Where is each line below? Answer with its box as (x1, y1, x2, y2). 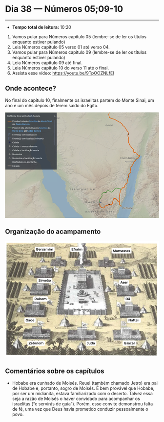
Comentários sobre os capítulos (5, 367, 104, 375)
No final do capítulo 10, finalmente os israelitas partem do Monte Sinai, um (5, 97, 155, 103)
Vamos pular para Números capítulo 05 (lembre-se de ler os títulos (12, 33, 146, 40)
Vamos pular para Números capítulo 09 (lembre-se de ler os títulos (12, 49, 147, 55)
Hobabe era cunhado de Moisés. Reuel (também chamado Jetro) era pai (12, 380, 158, 386)
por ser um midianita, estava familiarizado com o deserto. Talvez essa (12, 390, 153, 396)
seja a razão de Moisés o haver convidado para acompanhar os (12, 396, 140, 401)
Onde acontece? (5, 84, 57, 93)
